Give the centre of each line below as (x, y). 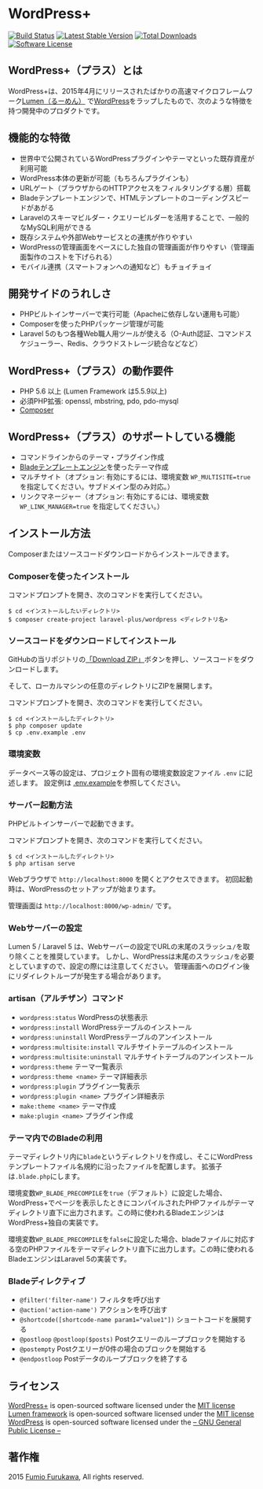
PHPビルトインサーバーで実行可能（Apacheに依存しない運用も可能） (131, 314)
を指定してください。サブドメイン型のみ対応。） (97, 486)
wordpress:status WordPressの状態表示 (84, 1017)
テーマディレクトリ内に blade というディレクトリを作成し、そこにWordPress (130, 1156)
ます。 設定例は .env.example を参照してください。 (103, 782)
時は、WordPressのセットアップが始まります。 (84, 889)
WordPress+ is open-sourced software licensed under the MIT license (122, 1405)
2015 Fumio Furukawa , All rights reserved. (76, 1476)
